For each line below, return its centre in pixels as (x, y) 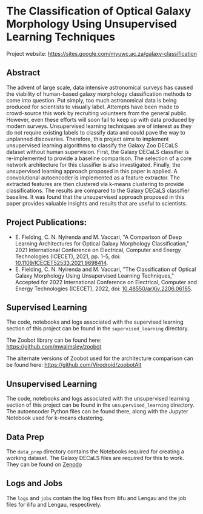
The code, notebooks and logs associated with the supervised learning (95, 322)
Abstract (23, 73)
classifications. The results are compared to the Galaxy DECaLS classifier (98, 190)
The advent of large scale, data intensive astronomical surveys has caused (100, 87)
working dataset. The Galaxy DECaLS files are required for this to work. (95, 458)
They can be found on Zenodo (44, 464)
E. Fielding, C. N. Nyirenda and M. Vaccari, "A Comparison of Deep (98, 237)
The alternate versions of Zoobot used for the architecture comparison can (100, 358)
